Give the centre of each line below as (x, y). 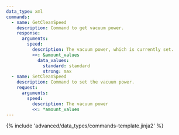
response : (29, 33)
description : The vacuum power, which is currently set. (103, 50)
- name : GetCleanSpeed (39, 22)
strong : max (57, 71)
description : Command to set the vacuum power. (75, 82)
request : (27, 88)
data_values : (53, 60)
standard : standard (67, 66)
